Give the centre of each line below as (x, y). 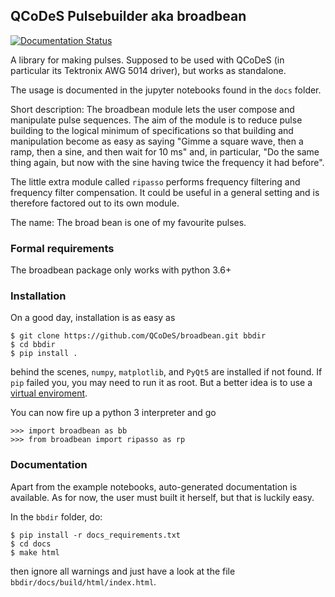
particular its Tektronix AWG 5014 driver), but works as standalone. (148, 70)
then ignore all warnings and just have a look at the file (123, 571)
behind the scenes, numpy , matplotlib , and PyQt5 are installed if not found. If (166, 372)
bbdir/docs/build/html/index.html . (83, 581)
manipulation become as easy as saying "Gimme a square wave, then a (157, 141)
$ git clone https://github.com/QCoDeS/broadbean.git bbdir (138, 336)
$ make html (35, 552)
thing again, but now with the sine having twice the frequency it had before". (167, 162)
